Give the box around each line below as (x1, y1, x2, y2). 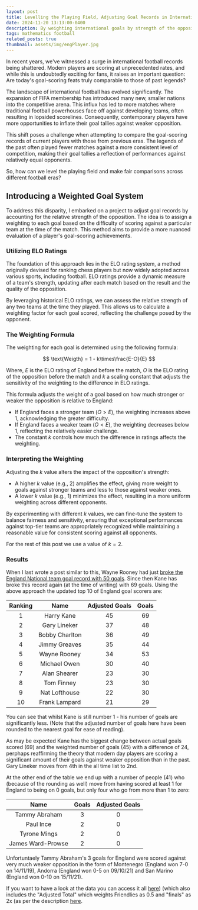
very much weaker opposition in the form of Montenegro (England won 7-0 (6, 860, 189, 867)
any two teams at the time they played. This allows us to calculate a (6, 303, 170, 310)
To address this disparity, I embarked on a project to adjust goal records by (6, 206, 189, 214)
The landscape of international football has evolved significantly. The (6, 88, 174, 95)
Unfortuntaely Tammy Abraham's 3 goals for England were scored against (6, 854, 186, 861)
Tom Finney (44, 679, 77, 687)
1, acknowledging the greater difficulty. (14, 415, 110, 422)
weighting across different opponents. (14, 498, 108, 506)
